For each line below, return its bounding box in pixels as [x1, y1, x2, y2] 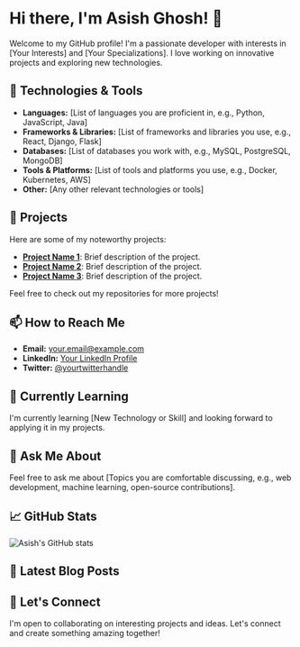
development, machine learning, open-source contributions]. [9, 482, 236, 492]
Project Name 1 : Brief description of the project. [22, 251, 201, 262]
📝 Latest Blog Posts [9, 563, 120, 579]
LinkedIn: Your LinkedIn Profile [22, 353, 138, 364]
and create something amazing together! [9, 628, 160, 639]
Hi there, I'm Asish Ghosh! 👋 [9, 8, 223, 29]
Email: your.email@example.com [22, 343, 145, 354]
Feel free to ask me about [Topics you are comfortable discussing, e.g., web [9, 472, 292, 483]
